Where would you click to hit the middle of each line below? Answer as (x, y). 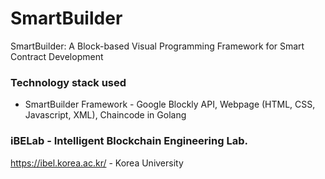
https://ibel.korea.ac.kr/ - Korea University (97, 163)
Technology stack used (68, 82)
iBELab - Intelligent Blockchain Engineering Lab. (129, 141)
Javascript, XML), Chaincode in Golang (105, 115)
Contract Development (57, 56)
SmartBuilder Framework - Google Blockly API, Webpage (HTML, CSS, (170, 104)
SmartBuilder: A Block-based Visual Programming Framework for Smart (157, 46)
